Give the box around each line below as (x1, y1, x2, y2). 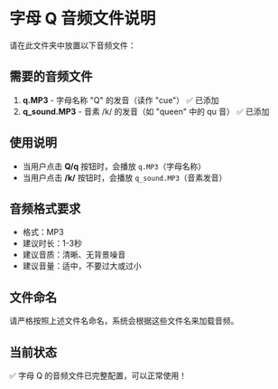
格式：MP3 (22, 227, 65, 238)
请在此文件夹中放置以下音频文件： (9, 40, 136, 51)
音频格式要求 (9, 201, 81, 216)
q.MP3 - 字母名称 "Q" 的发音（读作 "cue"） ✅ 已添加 (22, 94, 219, 105)
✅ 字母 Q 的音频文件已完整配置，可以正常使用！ (9, 370, 188, 381)
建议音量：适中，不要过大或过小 (22, 261, 142, 271)
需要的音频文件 (9, 69, 93, 84)
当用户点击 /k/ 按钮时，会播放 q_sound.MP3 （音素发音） (22, 172, 227, 183)
